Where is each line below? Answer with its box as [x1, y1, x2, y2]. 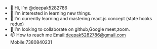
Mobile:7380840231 [10, 39, 52, 45]
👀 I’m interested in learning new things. [10, 10, 92, 16]
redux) [10, 21, 24, 27]
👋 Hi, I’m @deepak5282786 [10, 5, 67, 11]
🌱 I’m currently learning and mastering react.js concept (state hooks [10, 16, 152, 21]
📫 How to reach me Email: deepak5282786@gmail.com [10, 32, 126, 38]
